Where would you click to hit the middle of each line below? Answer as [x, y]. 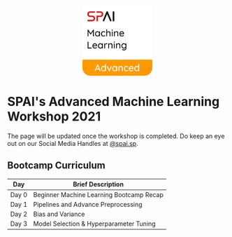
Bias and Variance [59, 214]
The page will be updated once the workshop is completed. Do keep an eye [116, 136]
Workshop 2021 [54, 117]
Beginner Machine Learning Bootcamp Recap [99, 194]
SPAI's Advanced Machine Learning [114, 102]
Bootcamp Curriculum [57, 166]
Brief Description [99, 184]
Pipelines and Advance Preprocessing [88, 204]
